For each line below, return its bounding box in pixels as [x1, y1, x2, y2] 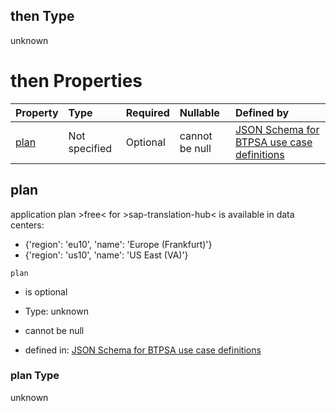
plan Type [10, 369, 60, 383]
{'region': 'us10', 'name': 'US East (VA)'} [24, 249, 189, 261]
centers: [10, 219, 45, 231]
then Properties [10, 70, 143, 92]
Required [125, 105, 170, 119]
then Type [10, 8, 75, 25]
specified [68, 141, 113, 155]
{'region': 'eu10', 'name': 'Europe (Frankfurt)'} [24, 238, 213, 250]
